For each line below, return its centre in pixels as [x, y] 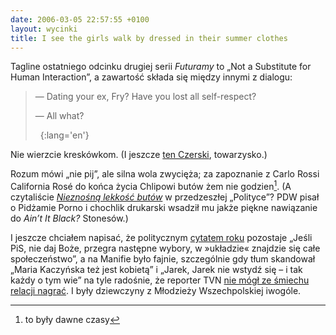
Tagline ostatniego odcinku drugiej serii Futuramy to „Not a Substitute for [161, 67]
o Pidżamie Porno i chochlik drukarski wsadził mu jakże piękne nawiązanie [164, 208]
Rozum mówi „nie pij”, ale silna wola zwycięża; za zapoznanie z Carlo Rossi [165, 174]
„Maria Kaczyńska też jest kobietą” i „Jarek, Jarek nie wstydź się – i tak [156, 270]
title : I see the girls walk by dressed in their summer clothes [149, 38]
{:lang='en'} [64, 135]
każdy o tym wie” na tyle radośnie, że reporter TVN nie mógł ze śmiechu [160, 280]
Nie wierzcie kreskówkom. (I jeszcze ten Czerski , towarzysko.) [139, 155]
